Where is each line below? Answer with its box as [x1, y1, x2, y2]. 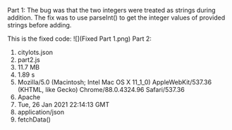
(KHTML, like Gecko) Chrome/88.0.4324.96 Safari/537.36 [17, 86, 185, 93]
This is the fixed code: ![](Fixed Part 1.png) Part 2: [7, 34, 152, 43]
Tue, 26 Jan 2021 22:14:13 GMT [17, 100, 110, 108]
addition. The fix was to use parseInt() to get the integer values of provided [7, 13, 226, 22]
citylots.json [17, 48, 54, 56]
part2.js [17, 56, 40, 64]
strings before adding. [7, 21, 72, 29]
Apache [17, 93, 41, 101]
